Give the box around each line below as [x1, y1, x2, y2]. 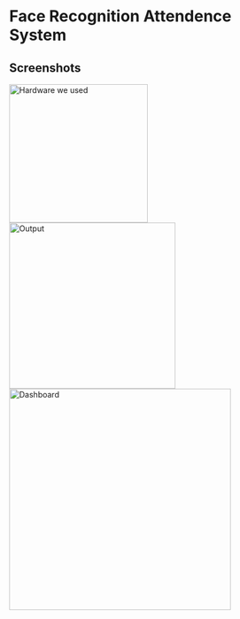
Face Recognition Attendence [9, 6, 232, 27]
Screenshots [9, 60, 81, 75]
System [9, 25, 67, 45]
